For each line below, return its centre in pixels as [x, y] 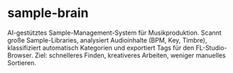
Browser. [20, 55]
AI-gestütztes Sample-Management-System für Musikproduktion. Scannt [114, 33]
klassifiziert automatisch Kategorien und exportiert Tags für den [101, 47]
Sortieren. [22, 62]
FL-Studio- [211, 47]
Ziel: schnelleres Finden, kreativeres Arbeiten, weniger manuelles [130, 55]
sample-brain [48, 13]
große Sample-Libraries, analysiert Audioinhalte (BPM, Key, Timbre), [107, 40]
